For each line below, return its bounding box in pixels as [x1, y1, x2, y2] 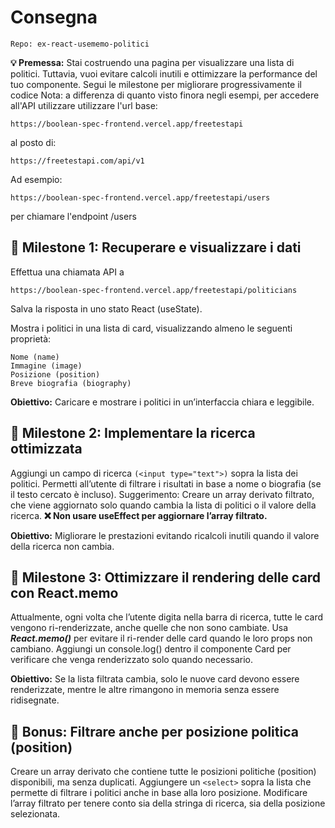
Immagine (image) [10, 361, 83, 371]
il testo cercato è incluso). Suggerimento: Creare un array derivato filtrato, [10, 488, 315, 500]
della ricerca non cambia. [10, 540, 115, 552]
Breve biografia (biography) [10, 378, 132, 388]
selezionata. [10, 808, 61, 820]
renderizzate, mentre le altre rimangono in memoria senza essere [10, 684, 280, 696]
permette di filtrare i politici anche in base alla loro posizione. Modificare [10, 787, 308, 799]
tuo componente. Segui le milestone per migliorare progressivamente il [10, 78, 302, 90]
